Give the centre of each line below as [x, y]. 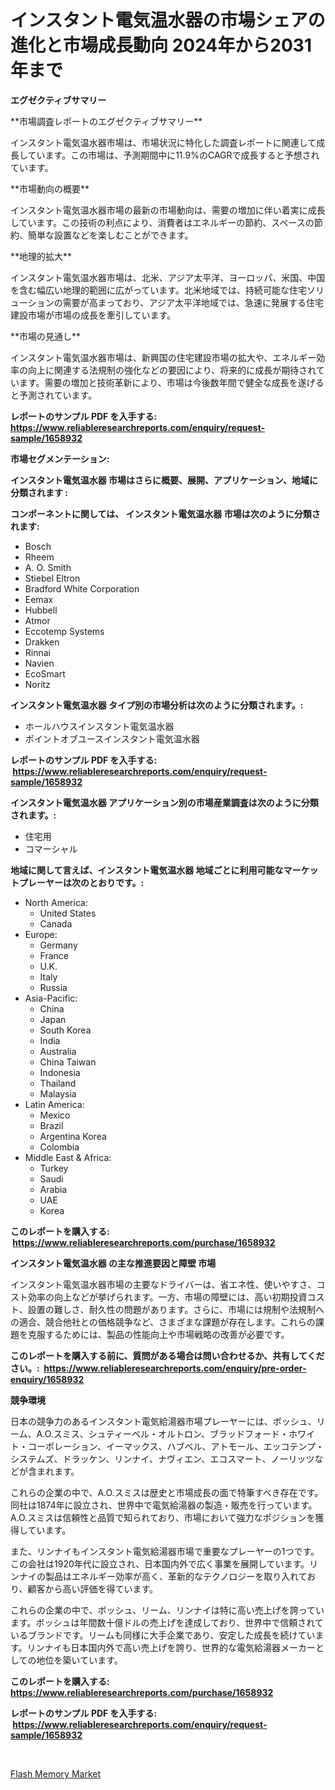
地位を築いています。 [79, 1660]
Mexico [55, 1115]
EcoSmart [45, 673]
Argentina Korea [73, 1136]
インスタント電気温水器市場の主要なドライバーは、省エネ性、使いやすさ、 [163, 1284]
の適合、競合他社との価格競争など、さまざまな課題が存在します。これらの [163, 1322]
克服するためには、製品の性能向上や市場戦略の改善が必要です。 [158, 1334]
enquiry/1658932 [47, 1379]
